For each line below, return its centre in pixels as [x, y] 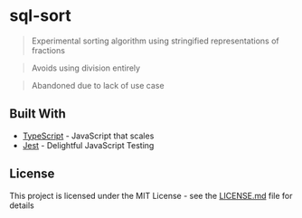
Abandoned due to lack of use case [98, 85]
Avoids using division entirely [86, 68]
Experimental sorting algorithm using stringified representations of [156, 41]
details [22, 205]
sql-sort [41, 16]
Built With [38, 114]
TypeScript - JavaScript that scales [88, 136]
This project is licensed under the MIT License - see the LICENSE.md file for [151, 195]
